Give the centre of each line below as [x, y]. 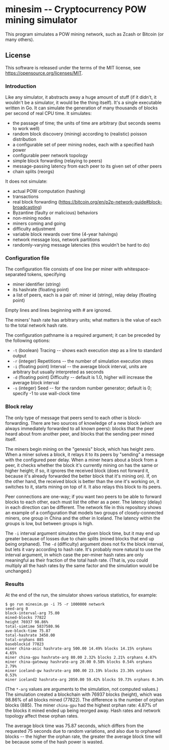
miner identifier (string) [37, 284]
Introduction [21, 86]
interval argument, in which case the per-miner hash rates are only [74, 555]
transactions [25, 196]
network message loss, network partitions [56, 240]
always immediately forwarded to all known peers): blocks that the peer [79, 428]
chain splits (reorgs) [33, 172]
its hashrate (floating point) [41, 290]
